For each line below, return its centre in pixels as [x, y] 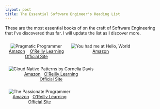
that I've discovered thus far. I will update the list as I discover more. [73, 33]
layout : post [18, 9]
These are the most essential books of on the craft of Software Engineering [80, 28]
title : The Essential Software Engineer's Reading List [63, 14]
